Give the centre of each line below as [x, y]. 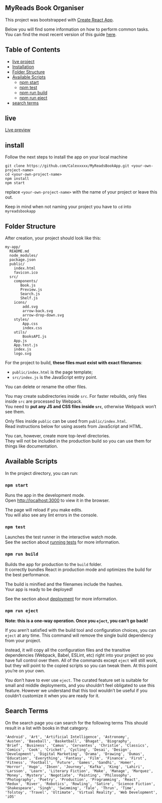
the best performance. [27, 574]
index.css [32, 328]
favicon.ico [26, 273]
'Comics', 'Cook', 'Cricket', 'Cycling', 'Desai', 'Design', [68, 750]
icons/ [20, 303]
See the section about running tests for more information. [63, 542]
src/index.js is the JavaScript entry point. [55, 377]
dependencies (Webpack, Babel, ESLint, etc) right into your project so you [79, 655]
